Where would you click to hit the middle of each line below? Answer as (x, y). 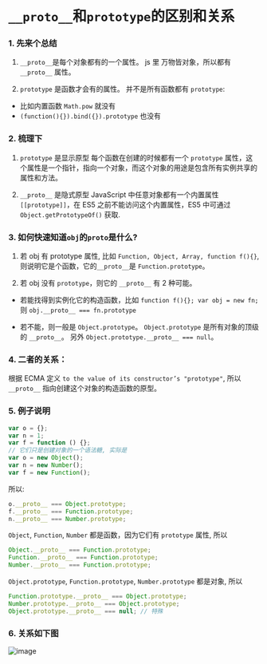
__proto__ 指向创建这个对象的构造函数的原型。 (85, 389)
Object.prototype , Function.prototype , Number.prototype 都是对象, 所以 (126, 581)
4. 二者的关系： (38, 360)
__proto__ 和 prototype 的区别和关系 (122, 16)
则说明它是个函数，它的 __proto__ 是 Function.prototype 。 (114, 266)
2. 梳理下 (26, 139)
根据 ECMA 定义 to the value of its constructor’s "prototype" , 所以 (125, 378)
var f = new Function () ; (49, 472)
